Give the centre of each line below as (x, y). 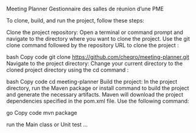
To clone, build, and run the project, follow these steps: (75, 20)
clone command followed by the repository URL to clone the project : (93, 45)
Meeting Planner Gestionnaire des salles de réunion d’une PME (85, 9)
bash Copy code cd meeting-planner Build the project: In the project (92, 82)
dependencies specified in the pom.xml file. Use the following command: (98, 101)
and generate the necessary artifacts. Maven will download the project (95, 94)
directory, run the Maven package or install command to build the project (98, 88)
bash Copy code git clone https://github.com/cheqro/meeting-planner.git (98, 57)
